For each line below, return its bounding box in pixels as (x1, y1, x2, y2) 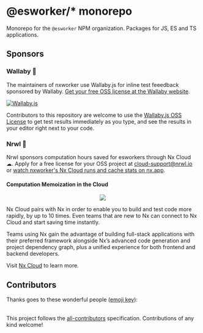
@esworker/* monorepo (6, 4, 133, 18)
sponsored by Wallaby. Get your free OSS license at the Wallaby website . (6, 88, 191, 95)
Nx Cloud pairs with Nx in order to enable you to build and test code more (6, 206, 192, 213)
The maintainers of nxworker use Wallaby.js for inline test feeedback (6, 81, 179, 88)
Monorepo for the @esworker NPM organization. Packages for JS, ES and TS (6, 24, 197, 32)
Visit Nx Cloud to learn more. (6, 262, 79, 269)
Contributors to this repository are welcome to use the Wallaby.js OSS (6, 111, 182, 119)
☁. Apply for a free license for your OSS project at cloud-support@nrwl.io (6, 160, 193, 167)
